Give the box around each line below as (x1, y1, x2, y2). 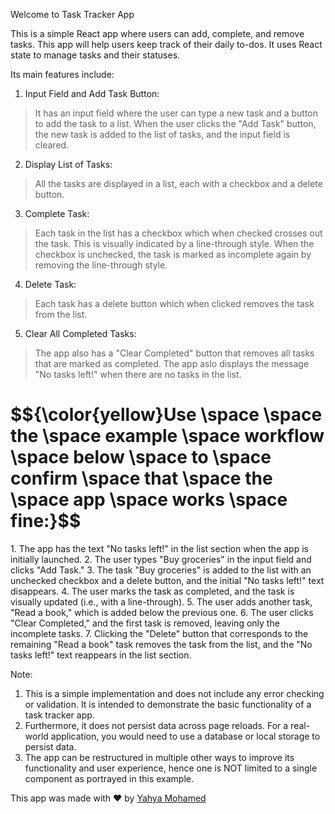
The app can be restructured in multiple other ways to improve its (24, 751, 295, 763)
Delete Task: (24, 279, 77, 290)
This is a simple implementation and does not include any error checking (24, 687, 325, 699)
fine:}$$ (10, 510, 82, 533)
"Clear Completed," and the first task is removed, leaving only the (10, 617, 280, 629)
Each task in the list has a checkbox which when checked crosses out (34, 227, 323, 239)
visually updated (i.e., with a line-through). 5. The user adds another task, (10, 595, 313, 608)
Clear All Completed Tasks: (24, 328, 137, 339)
